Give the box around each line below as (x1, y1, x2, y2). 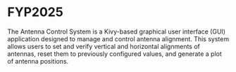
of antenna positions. (7, 57, 69, 65)
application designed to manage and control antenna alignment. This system (7, 34, 230, 43)
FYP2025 (7, 4, 63, 20)
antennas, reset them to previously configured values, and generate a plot (7, 50, 222, 58)
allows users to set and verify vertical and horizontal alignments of (7, 42, 201, 50)
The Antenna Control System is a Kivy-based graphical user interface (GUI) (7, 27, 226, 36)
